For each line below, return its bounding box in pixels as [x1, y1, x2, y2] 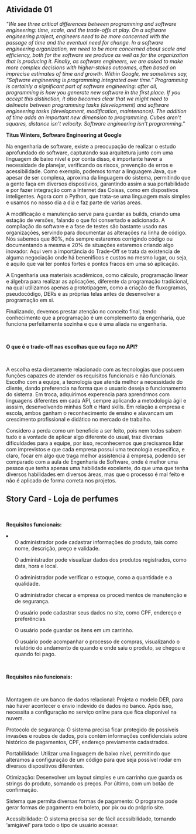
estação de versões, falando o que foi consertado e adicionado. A [6, 217, 165, 224]
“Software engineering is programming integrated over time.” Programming [6, 76, 188, 83]
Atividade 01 [6, 5, 53, 15]
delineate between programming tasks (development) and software [6, 101, 170, 108]
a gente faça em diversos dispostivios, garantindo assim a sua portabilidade [6, 180, 190, 187]
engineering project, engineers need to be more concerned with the [6, 32, 170, 40]
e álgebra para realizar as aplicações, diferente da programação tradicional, [6, 278, 189, 285]
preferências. [14, 615, 47, 622]
